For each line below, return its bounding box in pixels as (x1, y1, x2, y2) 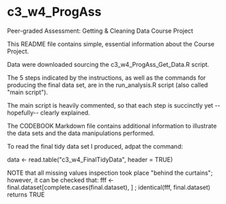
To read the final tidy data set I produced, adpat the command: (7, 142, 183, 150)
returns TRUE (7, 190, 46, 199)
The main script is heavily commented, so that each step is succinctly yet (7, 101, 214, 109)
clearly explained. (40, 108, 90, 117)
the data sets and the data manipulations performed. (7, 129, 155, 137)
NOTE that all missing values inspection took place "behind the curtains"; (7, 169, 213, 177)
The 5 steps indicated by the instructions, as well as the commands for (7, 73, 206, 82)
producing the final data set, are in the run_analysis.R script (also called (7, 81, 208, 89)
